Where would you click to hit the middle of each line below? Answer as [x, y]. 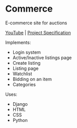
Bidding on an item [32, 79]
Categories [24, 84]
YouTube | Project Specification [38, 32]
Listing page [26, 68]
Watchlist [22, 73]
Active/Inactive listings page [42, 57]
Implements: [18, 42]
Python [20, 120]
